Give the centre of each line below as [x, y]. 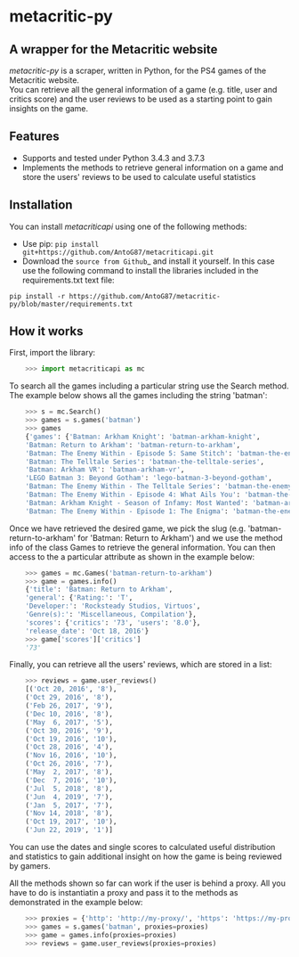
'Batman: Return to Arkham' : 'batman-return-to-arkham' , [133, 445]
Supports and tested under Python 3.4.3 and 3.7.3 [113, 158]
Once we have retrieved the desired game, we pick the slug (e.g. [128, 528]
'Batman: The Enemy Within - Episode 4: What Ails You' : [133, 495]
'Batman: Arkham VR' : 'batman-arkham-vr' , [105, 470]
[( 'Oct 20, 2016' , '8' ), [71, 689]
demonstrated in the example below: [76, 903]
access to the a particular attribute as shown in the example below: [132, 556]
